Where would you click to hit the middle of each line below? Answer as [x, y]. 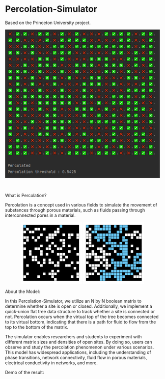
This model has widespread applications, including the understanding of [78, 352]
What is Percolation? [26, 195]
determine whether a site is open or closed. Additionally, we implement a [79, 306]
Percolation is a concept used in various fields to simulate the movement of [81, 204]
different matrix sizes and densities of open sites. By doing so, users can [79, 342]
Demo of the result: [25, 372]
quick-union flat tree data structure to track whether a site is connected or [80, 311]
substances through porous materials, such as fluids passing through [75, 210]
